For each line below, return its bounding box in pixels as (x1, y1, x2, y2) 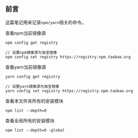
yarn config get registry (5, 74, 60, 79)
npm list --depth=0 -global (5, 127, 65, 133)
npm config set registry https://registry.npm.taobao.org (5, 54, 131, 59)
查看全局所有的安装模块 (5, 117, 54, 123)
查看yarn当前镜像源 (5, 64, 46, 70)
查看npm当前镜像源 (5, 30, 46, 36)
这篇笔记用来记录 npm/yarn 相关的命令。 (5, 19, 87, 25)
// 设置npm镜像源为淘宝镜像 (5, 50, 57, 55)
